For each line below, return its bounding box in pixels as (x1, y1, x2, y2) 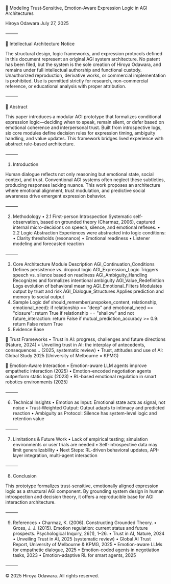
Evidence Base (12, 327, 44, 332)
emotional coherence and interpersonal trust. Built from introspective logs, (5, 124, 162, 131)
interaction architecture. (5, 499, 56, 505)
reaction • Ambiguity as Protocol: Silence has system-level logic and (12, 410, 157, 416)
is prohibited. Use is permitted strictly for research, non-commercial (5, 78, 148, 84)
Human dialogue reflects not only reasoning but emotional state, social (5, 171, 154, 177)
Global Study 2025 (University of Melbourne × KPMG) (5, 353, 119, 358)
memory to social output (12, 294, 64, 299)
